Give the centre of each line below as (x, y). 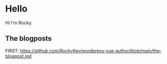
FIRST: (12, 50)
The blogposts (29, 39)
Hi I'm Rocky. (19, 23)
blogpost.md (18, 56)
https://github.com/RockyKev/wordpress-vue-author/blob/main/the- (91, 50)
